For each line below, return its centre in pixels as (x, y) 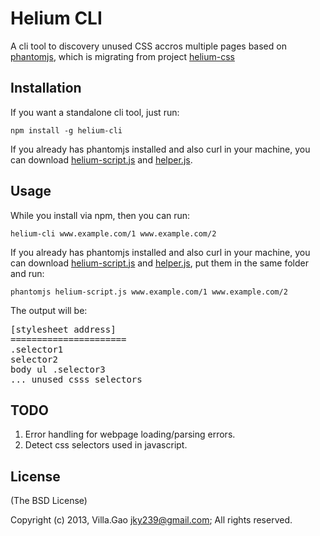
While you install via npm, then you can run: (100, 215)
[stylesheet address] (63, 329)
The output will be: (49, 310)
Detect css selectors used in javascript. (106, 445)
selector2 (34, 359)
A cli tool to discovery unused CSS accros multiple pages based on (148, 46)
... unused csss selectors (76, 379)
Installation (46, 88)
